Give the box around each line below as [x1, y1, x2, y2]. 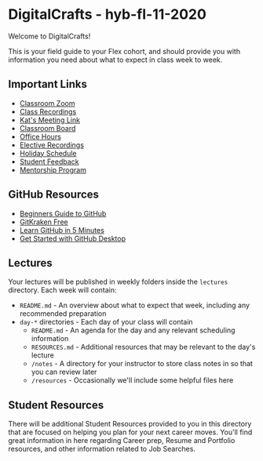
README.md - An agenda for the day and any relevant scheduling [31, 325, 236, 335]
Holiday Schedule [19, 148, 77, 158]
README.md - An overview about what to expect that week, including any [19, 300, 250, 310]
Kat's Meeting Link [19, 115, 81, 125]
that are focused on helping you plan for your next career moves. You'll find [8, 427, 253, 437]
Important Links [8, 78, 88, 91]
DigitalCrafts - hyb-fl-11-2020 [8, 5, 206, 24]
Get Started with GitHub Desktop [19, 234, 126, 243]
